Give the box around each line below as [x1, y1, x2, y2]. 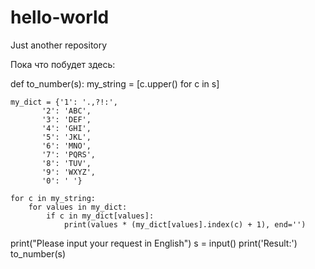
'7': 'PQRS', [41, 149, 97, 160]
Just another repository [10, 39, 108, 51]
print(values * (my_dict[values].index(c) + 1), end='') [63, 219, 307, 230]
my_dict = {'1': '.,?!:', [10, 97, 118, 107]
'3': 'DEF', [41, 114, 92, 125]
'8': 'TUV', [41, 158, 92, 168]
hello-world [10, 6, 110, 29]
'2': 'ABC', [41, 106, 92, 116]
